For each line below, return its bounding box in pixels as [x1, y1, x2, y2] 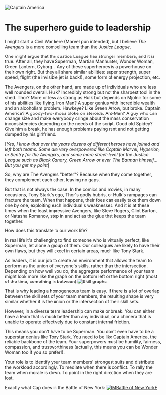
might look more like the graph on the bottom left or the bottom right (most [5, 273, 158, 279]
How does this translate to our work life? [5, 227, 88, 233]
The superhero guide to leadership [5, 22, 151, 33]
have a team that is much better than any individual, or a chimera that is [5, 313, 151, 319]
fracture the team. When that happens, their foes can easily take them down [5, 197, 161, 203]
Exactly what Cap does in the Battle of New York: [5, 384, 106, 390]
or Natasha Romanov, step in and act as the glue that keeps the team [5, 213, 146, 219]
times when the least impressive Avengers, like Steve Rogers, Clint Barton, [5, 207, 157, 213]
